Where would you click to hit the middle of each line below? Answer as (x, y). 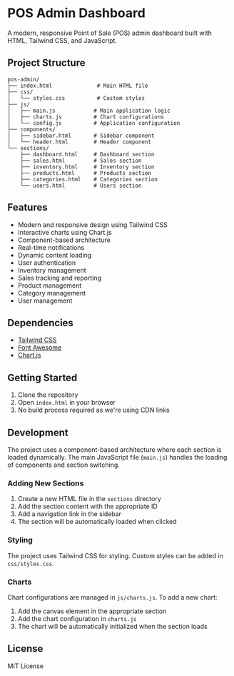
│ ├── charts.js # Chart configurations (86, 117)
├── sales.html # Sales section (81, 161)
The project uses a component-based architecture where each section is (115, 450)
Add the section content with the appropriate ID (88, 506)
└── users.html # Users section (81, 186)
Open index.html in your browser (67, 403)
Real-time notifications (51, 247)
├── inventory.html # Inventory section (87, 167)
